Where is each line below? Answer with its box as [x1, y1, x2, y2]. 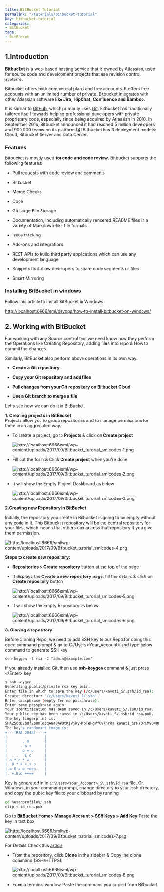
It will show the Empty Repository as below [12, 603, 99, 609]
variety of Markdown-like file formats [12, 222, 87, 228]
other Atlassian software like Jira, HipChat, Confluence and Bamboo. [5, 96, 145, 102]
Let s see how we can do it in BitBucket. [5, 403, 85, 409]
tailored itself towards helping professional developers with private [5, 111, 139, 117]
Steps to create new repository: [5, 554, 71, 560]
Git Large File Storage [12, 208, 56, 213]
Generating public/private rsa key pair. [5, 684, 91, 689]
